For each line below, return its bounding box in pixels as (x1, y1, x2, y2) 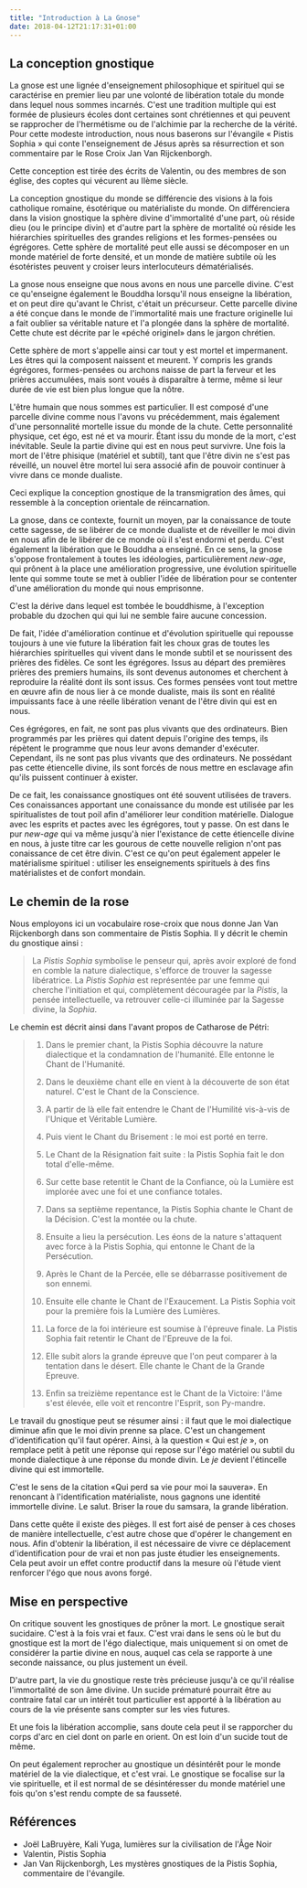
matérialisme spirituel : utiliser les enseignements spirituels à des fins (9, 858, 270, 869)
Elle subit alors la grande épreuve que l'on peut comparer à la (45, 1350, 278, 1362)
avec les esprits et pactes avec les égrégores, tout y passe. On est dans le (9, 819, 290, 830)
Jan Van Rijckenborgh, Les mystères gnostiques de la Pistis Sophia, (22, 1858, 278, 1869)
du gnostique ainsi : (9, 938, 84, 949)
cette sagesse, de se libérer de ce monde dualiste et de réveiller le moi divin (9, 525, 296, 536)
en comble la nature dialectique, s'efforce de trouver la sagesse (31, 965, 272, 976)
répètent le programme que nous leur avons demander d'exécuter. (9, 742, 259, 754)
